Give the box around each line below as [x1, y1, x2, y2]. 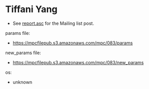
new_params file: [5, 50, 41, 56]
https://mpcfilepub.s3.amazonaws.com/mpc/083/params [12, 39, 133, 46]
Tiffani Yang [5, 4, 57, 15]
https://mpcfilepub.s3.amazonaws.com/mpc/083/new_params [12, 59, 144, 65]
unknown [12, 79, 33, 85]
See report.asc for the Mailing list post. [12, 20, 94, 26]
